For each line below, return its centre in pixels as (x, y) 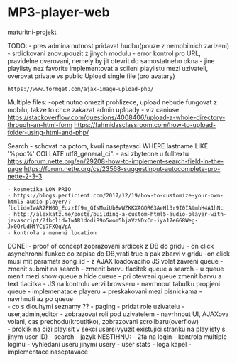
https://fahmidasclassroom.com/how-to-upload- (145, 124)
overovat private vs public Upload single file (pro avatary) (91, 76)
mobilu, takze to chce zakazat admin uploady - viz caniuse (93, 109)
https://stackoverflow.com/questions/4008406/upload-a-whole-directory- (116, 117)
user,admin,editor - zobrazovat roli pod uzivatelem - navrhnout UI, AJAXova (118, 314)
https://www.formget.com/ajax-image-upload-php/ (81, 89)
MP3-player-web (59, 12)
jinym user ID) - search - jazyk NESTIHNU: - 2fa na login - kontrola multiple (117, 336)
